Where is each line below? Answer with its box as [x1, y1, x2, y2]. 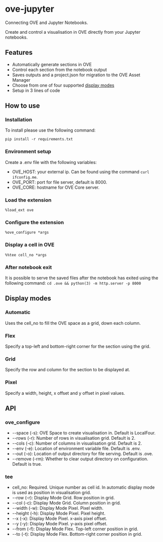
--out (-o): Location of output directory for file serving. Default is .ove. [12, 451, 153, 457]
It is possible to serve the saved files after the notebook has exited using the [5, 275, 159, 281]
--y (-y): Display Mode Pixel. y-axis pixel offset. [12, 521, 107, 527]
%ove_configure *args [5, 230, 49, 235]
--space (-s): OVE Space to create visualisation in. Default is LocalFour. [12, 430, 156, 436]
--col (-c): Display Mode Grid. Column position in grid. [12, 500, 121, 506]
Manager [12, 77, 31, 83]
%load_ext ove [5, 208, 34, 213]
